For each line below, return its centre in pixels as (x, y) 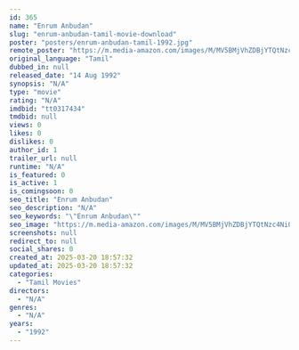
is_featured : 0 (37, 175)
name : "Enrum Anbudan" (51, 26)
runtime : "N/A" (37, 167)
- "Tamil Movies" (49, 282)
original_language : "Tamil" (61, 59)
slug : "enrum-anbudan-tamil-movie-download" (93, 34)
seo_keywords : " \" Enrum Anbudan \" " (75, 216)
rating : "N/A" (36, 100)
